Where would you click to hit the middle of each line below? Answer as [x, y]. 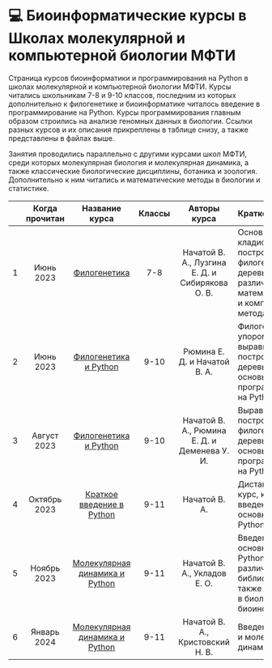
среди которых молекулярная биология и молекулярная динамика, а [129, 162]
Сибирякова [204, 283]
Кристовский [204, 642]
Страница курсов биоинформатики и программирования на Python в [128, 78]
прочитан [45, 218]
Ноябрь [45, 568]
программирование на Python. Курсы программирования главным [125, 112]
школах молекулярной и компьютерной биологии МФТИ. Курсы [120, 87]
